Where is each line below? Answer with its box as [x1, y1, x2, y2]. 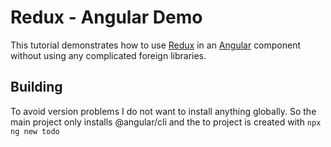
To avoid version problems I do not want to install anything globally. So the [10, 105, 317, 117]
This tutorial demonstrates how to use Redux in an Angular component [10, 39, 302, 51]
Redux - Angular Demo [10, 6, 203, 29]
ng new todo [10, 126, 60, 136]
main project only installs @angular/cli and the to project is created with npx [10, 116, 322, 128]
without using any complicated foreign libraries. [10, 49, 207, 61]
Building [10, 79, 63, 96]
